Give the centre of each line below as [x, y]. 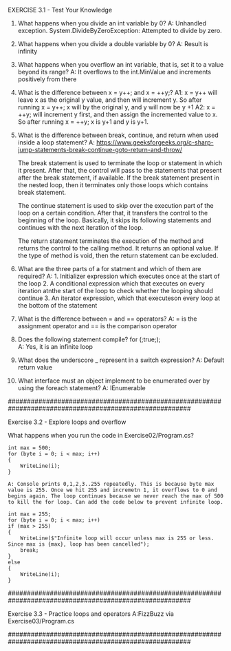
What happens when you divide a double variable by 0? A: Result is [113, 44]
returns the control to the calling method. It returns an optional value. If [118, 248]
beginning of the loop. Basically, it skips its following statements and [114, 220]
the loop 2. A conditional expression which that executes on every [111, 284]
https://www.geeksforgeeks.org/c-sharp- [155, 142]
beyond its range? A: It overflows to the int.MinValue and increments [114, 72]
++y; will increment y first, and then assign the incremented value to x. [118, 114]
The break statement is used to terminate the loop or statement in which [120, 163]
